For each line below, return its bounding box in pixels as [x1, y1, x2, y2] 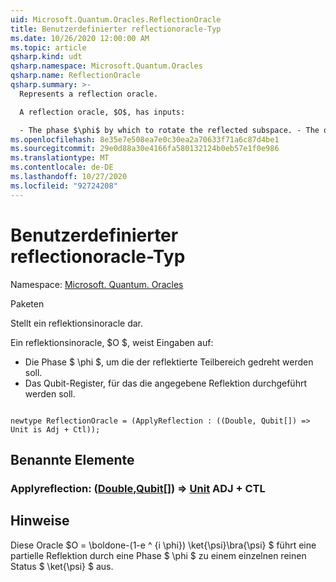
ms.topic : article [10, 42, 87, 53]
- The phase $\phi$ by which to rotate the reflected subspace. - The [19, 125, 320, 135]
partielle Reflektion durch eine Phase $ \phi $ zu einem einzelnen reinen [10, 549, 307, 561]
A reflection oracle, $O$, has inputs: [19, 107, 186, 117]
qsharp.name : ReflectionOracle [10, 71, 141, 81]
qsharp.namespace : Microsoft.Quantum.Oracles [10, 61, 203, 71]
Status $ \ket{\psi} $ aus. [10, 560, 114, 572]
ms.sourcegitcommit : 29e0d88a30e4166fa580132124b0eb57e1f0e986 [10, 144, 280, 154]
